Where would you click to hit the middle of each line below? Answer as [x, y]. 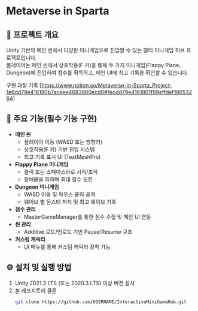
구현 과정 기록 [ [24, 85]
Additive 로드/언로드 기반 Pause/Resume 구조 [78, 231]
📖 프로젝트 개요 [32, 34]
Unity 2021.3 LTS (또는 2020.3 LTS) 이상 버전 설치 [75, 283]
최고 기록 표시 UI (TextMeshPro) [62, 156]
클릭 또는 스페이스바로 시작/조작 [61, 171]
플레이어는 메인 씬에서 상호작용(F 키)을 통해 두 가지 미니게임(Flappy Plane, [93, 65]
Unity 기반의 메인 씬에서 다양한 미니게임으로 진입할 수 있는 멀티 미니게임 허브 [96, 50]
